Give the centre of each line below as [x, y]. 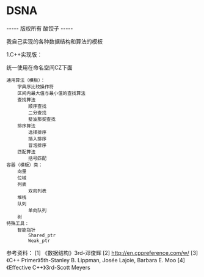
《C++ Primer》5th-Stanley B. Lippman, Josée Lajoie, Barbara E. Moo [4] [96, 260]
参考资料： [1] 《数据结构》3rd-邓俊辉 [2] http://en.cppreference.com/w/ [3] [102, 252]
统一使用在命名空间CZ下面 [40, 67]
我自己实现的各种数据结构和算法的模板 [54, 41]
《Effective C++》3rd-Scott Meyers [48, 267]
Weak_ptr [39, 241]
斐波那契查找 [42, 119]
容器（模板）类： [25, 165]
